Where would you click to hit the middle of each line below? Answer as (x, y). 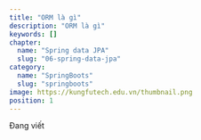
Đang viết (27, 126)
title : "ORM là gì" (45, 17)
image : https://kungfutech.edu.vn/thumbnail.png (101, 92)
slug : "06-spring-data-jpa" (69, 59)
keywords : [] (33, 34)
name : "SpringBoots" (55, 76)
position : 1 (31, 100)
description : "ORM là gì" (57, 26)
